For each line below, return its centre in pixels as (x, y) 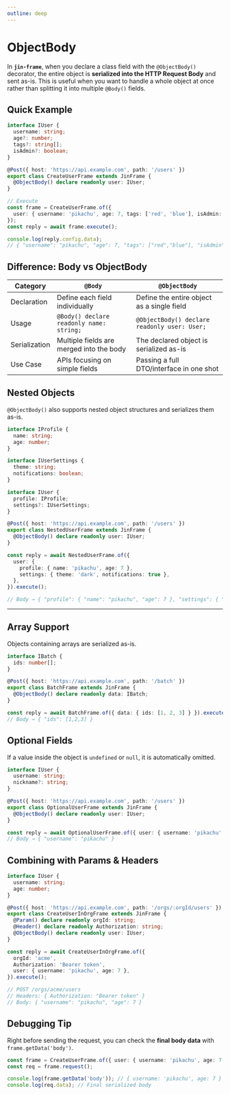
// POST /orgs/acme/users (44, 990)
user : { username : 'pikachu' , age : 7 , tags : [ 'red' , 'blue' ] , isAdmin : (118, 214)
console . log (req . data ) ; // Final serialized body (79, 1085)
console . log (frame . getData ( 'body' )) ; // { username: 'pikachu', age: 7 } (115, 1079)
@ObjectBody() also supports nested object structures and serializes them (111, 409)
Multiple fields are (86, 341)
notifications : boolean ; (49, 473)
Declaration (29, 302)
